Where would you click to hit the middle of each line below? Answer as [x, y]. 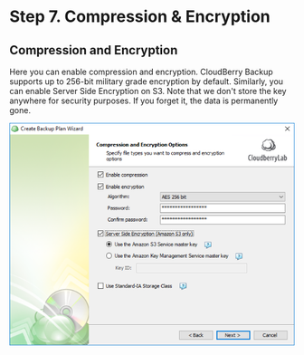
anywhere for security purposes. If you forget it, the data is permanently [144, 101]
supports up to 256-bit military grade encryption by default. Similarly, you [146, 82]
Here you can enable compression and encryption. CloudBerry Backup [141, 72]
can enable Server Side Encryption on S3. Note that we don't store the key [148, 91]
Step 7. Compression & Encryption [140, 17]
